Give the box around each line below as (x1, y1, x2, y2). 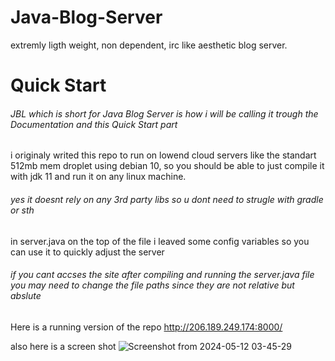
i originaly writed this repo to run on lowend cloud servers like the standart (10, 149, 317, 161)
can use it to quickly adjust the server (10, 246, 165, 258)
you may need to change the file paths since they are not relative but (10, 279, 295, 291)
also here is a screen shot (10, 340, 117, 352)
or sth (10, 204, 35, 216)
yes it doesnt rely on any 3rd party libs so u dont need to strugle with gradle (10, 193, 324, 205)
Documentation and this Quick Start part (10, 118, 178, 130)
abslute (10, 290, 42, 302)
